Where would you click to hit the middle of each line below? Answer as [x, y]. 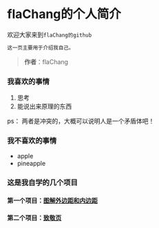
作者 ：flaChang [46, 61]
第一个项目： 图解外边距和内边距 [52, 200]
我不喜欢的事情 [32, 141]
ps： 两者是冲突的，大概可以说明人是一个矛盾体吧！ [81, 121]
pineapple [31, 164]
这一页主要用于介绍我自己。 [41, 48]
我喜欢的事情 [29, 82]
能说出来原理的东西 [44, 106]
